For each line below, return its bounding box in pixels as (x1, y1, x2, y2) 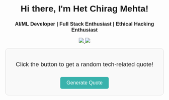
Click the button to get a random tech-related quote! (16, 60, 153, 68)
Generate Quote (66, 79, 103, 85)
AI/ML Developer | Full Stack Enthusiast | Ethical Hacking (15, 21, 154, 27)
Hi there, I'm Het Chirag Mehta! (20, 3, 149, 14)
